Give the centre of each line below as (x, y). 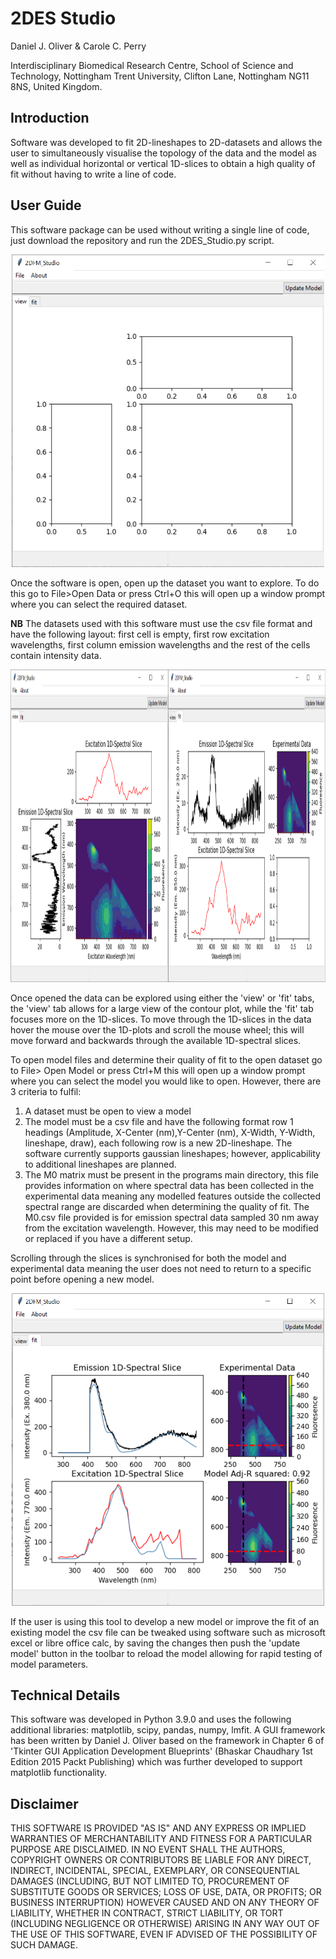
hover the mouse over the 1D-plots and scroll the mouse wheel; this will (157, 1029)
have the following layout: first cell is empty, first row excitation (140, 634)
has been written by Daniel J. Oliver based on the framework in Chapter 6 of (167, 1741)
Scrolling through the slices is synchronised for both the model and (148, 1258)
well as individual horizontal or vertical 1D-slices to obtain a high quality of (163, 163)
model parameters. (49, 1664)
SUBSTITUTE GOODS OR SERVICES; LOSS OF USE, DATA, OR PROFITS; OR (166, 1892)
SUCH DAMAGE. (44, 1945)
